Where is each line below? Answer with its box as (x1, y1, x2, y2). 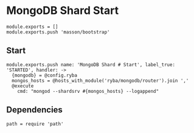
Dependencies (6, 104, 63, 115)
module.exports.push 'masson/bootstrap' (6, 29, 111, 35)
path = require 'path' (6, 121, 64, 127)
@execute (12, 83, 34, 89)
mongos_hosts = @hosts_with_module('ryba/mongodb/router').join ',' (12, 77, 189, 84)
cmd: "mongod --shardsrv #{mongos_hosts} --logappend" (17, 88, 159, 94)
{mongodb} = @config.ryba (12, 72, 78, 78)
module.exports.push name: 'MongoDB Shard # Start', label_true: (6, 61, 175, 67)
